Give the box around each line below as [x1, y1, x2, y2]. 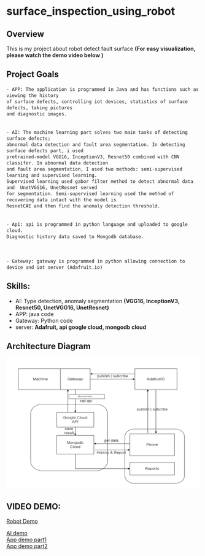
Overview [6, 29, 45, 39]
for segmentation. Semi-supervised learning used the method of [6, 190, 174, 197]
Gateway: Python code [15, 317, 74, 324]
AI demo [6, 530, 28, 537]
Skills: [6, 281, 31, 292]
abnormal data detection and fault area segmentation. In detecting [6, 141, 185, 148]
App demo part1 [6, 536, 47, 544]
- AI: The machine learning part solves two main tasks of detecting [6, 129, 188, 136]
